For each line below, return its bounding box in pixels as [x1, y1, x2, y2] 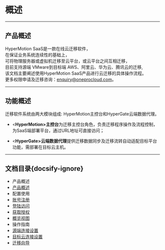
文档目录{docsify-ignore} [5, 164, 84, 173]
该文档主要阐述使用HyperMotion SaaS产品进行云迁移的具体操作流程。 [5, 70, 146, 76]
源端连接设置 [12, 227, 38, 234]
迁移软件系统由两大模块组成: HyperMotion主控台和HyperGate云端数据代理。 [5, 111, 160, 117]
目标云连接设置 [12, 234, 43, 240]
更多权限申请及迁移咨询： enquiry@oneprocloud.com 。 [5, 76, 116, 82]
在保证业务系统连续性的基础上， [5, 52, 70, 58]
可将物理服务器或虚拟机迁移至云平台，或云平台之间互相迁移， [5, 58, 130, 64]
